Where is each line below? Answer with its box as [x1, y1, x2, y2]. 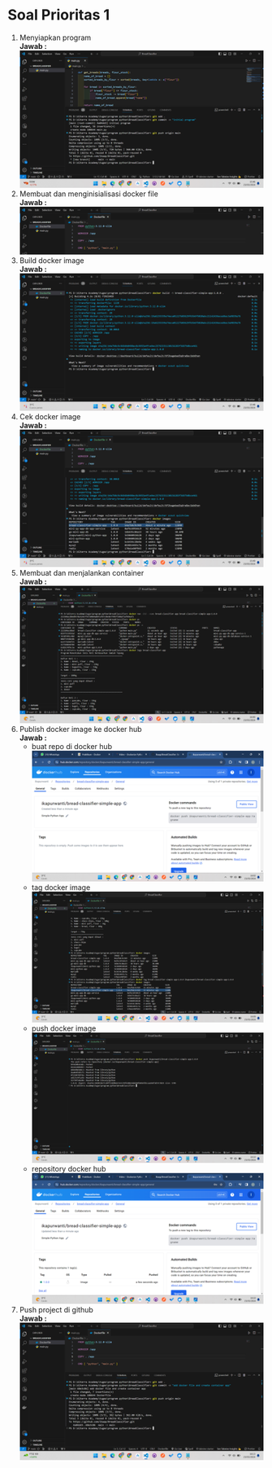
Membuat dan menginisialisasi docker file [19, 189, 159, 199]
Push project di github [19, 1305, 94, 1315]
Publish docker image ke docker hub [19, 725, 143, 734]
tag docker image [31, 882, 91, 892]
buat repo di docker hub [31, 742, 113, 752]
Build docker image [19, 255, 84, 265]
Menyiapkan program [19, 33, 92, 42]
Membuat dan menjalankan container [19, 568, 145, 578]
